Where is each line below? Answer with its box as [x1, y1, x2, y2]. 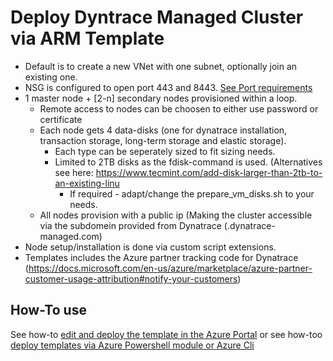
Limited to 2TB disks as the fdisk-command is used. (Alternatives [54, 156, 323, 168]
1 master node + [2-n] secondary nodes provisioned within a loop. [24, 92, 298, 104]
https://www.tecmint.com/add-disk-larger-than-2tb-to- [95, 166, 323, 178]
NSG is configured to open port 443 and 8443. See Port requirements [24, 81, 313, 93]
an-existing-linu [54, 177, 120, 189]
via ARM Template [10, 27, 165, 50]
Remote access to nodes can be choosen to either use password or [39, 102, 319, 115]
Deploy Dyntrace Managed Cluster [10, 6, 304, 29]
